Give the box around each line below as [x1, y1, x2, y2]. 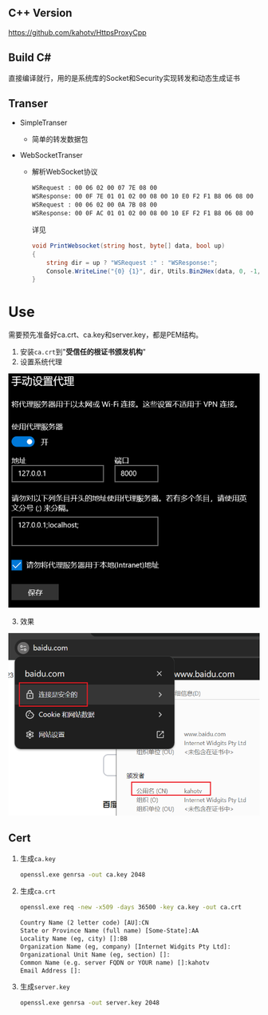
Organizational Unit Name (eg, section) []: [19, 950, 171, 959]
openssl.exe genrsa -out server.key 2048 [19, 998, 160, 1007]
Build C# [8, 51, 52, 65]
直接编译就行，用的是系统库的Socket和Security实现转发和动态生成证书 [8, 73, 241, 82]
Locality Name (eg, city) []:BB [19, 934, 128, 943]
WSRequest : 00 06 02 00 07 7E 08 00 [31, 184, 158, 192]
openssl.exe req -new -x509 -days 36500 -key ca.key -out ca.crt [19, 903, 242, 911]
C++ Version [8, 6, 73, 20]
